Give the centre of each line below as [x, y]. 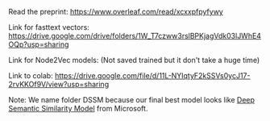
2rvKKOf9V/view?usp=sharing [59, 84]
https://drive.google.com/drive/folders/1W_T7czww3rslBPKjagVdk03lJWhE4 [135, 36]
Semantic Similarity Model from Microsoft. [78, 108]
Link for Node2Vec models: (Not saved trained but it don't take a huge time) [134, 60]
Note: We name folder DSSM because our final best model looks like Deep [132, 100]
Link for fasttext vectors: [49, 27]
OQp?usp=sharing [39, 44]
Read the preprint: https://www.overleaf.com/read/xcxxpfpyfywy [116, 12]
